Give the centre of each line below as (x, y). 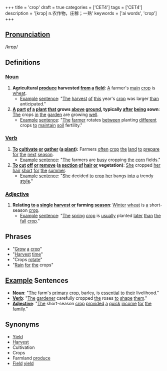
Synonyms (22, 325)
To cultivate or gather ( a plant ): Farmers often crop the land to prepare (86, 149)
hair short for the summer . (39, 170)
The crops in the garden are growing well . (55, 114)
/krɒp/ (12, 47)
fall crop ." (30, 221)
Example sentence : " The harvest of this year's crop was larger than (89, 98)
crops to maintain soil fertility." (51, 125)
